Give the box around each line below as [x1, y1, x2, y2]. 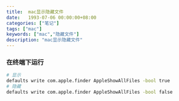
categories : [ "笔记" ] [6, 20, 60, 26]
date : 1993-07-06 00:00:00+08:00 [6, 15, 97, 21]
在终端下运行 [6, 58, 44, 67]
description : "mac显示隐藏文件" [6, 37, 83, 43]
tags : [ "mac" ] [6, 25, 43, 32]
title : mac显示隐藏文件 [6, 8, 64, 15]
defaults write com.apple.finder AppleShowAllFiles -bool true [6, 78, 170, 84]
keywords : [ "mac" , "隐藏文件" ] [6, 31, 79, 37]
